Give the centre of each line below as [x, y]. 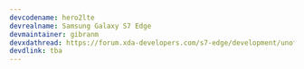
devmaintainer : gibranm [54, 34]
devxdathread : [36, 43]
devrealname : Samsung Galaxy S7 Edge [81, 26]
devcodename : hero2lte [52, 17]
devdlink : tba [36, 51]
